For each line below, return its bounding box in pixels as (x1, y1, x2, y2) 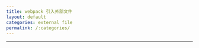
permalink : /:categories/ (6, 25, 70, 31)
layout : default (6, 14, 46, 20)
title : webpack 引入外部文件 (6, 8, 73, 15)
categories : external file (6, 19, 73, 25)
